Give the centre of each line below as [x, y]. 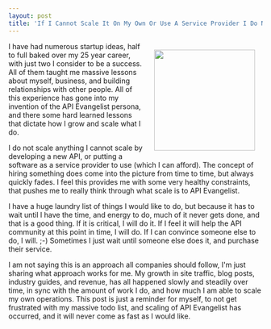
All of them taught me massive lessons [73, 72]
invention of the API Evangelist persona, [75, 106]
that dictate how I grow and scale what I [75, 123]
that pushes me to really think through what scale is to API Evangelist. [124, 190]
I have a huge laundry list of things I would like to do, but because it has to [132, 206]
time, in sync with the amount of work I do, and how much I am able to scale [135, 290]
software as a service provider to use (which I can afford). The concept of [131, 164]
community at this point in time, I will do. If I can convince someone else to [132, 231]
